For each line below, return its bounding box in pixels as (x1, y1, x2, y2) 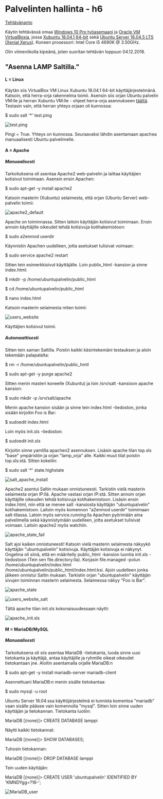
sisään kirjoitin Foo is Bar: (5, 410, 56, 416)
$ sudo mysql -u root (5, 688, 47, 694)
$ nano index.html (5, 296, 41, 301)
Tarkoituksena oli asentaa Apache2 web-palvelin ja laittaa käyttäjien (5, 171, 141, 177)
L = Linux (5, 76, 24, 82)
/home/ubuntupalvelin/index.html (5, 562, 72, 568)
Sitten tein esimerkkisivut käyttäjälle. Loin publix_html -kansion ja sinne (5, 262, 147, 268)
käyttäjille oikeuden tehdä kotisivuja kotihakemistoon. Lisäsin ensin (5, 497, 139, 502)
